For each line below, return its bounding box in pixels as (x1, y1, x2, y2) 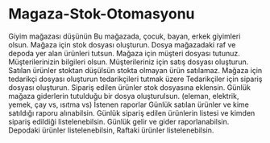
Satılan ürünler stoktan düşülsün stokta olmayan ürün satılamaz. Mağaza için (8, 65, 263, 75)
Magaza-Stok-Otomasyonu (8, 5, 195, 23)
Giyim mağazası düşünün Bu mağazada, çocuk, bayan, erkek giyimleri (8, 31, 241, 41)
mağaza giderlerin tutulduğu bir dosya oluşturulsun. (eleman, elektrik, (8, 91, 239, 100)
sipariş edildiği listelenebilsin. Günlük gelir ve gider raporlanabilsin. (8, 116, 230, 126)
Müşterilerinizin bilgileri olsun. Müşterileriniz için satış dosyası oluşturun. (8, 57, 249, 67)
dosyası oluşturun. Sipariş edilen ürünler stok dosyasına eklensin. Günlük (8, 82, 251, 92)
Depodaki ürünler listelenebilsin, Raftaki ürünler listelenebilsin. (8, 125, 214, 135)
